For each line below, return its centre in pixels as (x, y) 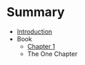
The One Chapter (52, 54)
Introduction (34, 31)
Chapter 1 (41, 46)
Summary (35, 12)
